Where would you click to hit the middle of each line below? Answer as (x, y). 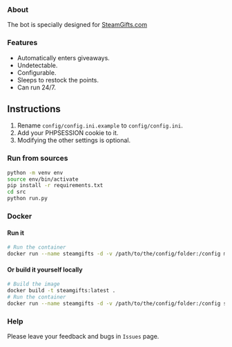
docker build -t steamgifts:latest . (61, 291)
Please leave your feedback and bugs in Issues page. (83, 336)
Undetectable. (37, 65)
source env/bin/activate (43, 179)
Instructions (34, 109)
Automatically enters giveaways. (64, 57)
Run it (16, 233)
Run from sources (38, 159)
